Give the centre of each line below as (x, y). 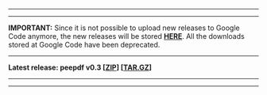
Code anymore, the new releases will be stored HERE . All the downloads (126, 36)
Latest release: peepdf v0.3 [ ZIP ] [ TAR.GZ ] (80, 67)
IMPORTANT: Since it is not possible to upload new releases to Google (124, 28)
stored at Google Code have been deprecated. (84, 45)
